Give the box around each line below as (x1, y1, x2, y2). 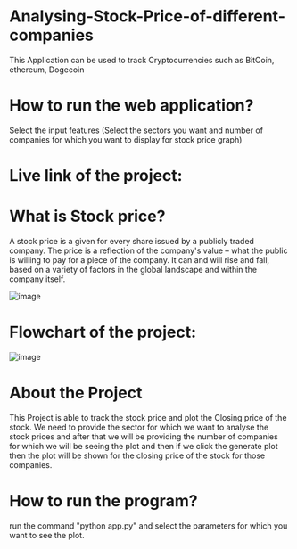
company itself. (9, 274, 66, 284)
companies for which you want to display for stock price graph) (9, 134, 243, 144)
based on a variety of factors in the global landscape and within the (9, 265, 258, 274)
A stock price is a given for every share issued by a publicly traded (9, 236, 254, 246)
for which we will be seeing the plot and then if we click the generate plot (9, 440, 278, 451)
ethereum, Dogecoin (9, 64, 85, 75)
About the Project (9, 383, 143, 403)
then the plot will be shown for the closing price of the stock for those (9, 450, 266, 461)
